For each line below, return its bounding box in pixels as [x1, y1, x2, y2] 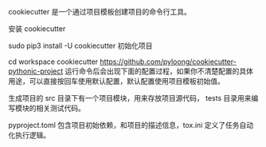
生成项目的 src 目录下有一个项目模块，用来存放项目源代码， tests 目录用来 [8, 93, 252, 102]
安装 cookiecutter [8, 24, 66, 34]
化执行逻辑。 [8, 130, 50, 140]
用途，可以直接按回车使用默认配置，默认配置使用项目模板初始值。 [8, 77, 225, 85]
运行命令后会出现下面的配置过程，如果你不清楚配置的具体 [65, 66, 253, 76]
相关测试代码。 [35, 103, 85, 113]
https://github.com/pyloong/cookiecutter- [100, 57, 237, 66]
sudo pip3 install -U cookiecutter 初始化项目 [8, 41, 153, 50]
